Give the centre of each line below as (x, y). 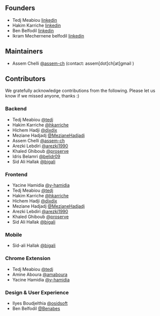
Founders (20, 8)
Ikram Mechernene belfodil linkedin (48, 36)
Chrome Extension (28, 258)
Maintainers (24, 51)
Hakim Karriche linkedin (37, 25)
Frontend (16, 174)
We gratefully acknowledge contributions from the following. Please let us (80, 90)
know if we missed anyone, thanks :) (42, 96)
